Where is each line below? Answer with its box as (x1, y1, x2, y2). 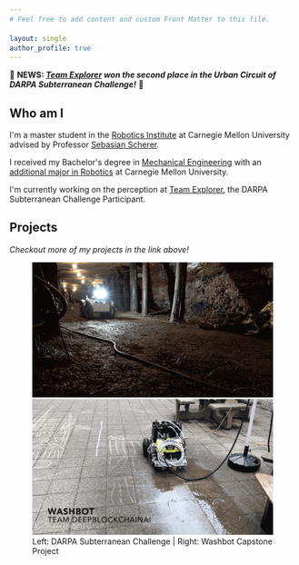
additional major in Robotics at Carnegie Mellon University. (9, 166, 229, 177)
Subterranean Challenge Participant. (9, 193, 146, 204)
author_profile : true (9, 44, 92, 53)
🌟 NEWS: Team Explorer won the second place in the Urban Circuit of (9, 69, 276, 81)
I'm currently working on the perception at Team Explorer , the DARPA (9, 184, 268, 195)
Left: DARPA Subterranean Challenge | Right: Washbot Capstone (32, 536, 273, 547)
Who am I (9, 105, 64, 121)
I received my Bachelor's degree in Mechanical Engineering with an (9, 157, 262, 168)
